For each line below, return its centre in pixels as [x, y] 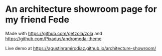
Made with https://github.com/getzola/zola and [54, 33]
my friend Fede [37, 20]
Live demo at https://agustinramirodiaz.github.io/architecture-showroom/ [81, 48]
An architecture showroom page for [81, 9]
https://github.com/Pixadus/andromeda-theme [53, 39]
